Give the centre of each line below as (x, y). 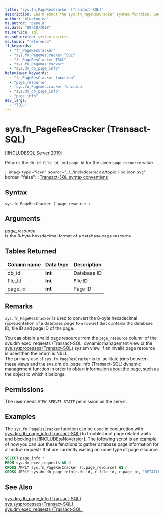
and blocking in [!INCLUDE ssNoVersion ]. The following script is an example (81, 439)
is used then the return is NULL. (37, 354)
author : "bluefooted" (27, 19)
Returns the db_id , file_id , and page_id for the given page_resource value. (80, 162)
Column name (24, 265)
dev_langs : (16, 101)
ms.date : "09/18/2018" (28, 28)
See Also (19, 487)
